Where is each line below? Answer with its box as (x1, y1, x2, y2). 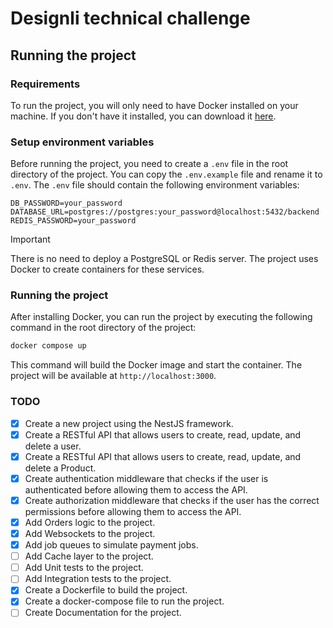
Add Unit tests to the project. (24, 562, 144, 574)
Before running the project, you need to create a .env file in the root (10, 158, 289, 170)
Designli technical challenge (10, 7, 251, 30)
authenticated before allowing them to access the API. (24, 483, 248, 496)
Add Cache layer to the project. (24, 550, 154, 562)
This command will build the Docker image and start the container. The (10, 359, 303, 371)
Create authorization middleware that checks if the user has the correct (24, 494, 320, 506)
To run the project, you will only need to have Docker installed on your (10, 99, 299, 111)
